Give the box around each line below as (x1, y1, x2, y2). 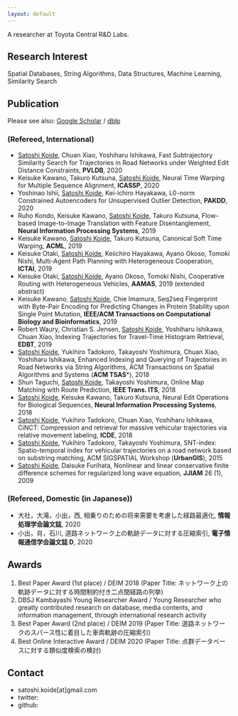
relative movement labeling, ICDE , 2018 (17, 430, 133, 439)
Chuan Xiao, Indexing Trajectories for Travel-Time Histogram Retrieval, (17, 332, 225, 341)
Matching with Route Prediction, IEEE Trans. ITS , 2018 (17, 385, 176, 394)
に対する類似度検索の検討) (23, 645, 102, 654)
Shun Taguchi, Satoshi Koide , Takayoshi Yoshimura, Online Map (17, 378, 205, 386)
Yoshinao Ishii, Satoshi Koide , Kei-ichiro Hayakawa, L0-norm (17, 188, 195, 197)
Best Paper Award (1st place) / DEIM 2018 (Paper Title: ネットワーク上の (17, 578, 229, 587)
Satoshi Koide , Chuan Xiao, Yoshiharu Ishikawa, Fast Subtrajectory (17, 150, 213, 159)
